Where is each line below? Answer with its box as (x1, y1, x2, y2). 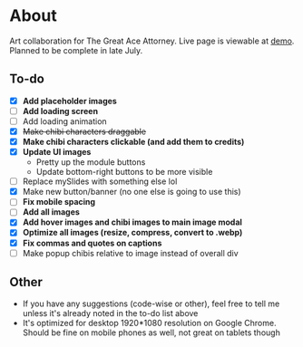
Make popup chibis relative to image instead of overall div (22, 247, 239, 258)
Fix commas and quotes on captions (22, 237, 162, 248)
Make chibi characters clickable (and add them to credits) (22, 137, 245, 147)
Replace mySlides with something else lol (22, 176, 178, 187)
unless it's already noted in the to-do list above (22, 308, 199, 319)
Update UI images (22, 147, 92, 158)
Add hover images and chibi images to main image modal (22, 217, 243, 227)
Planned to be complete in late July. (9, 44, 143, 55)
